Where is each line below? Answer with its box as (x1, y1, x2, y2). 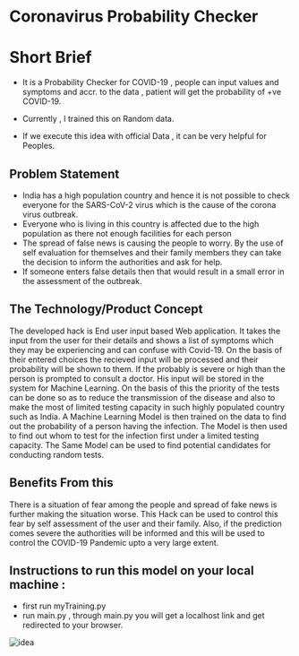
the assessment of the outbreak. (21, 275, 142, 286)
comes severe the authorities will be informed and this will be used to (9, 527, 266, 539)
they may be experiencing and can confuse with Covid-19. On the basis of (9, 344, 283, 355)
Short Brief (9, 47, 92, 68)
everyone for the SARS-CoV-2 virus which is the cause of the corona (21, 199, 277, 210)
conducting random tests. (9, 449, 105, 460)
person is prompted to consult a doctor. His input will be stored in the (9, 373, 264, 384)
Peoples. (21, 141, 56, 151)
